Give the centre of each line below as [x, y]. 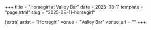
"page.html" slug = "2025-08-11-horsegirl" [50, 12]
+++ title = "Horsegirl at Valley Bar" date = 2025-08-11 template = [74, 7]
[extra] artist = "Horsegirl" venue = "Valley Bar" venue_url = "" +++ [75, 22]
